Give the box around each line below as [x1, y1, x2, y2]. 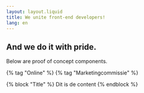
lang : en [6, 20, 28, 26]
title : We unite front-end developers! [6, 14, 106, 20]
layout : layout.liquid [6, 8, 63, 15]
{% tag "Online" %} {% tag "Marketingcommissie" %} [6, 69, 139, 76]
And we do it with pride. [6, 42, 97, 52]
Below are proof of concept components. [6, 58, 108, 65]
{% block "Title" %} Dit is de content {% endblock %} [6, 81, 139, 88]
